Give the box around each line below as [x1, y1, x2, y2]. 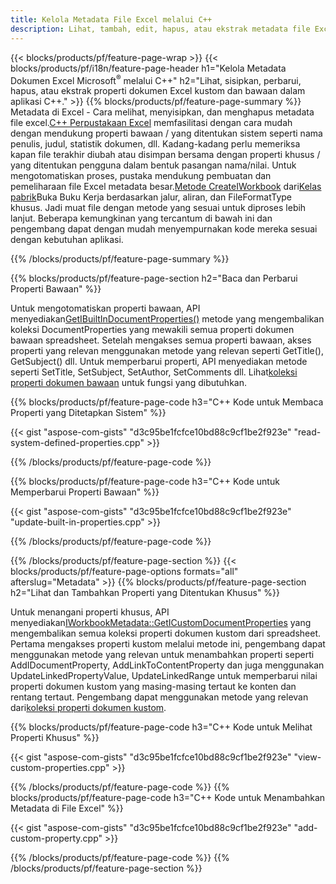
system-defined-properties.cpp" [10, 437, 145, 449]
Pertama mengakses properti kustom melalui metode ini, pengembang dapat [10, 638, 326, 650]
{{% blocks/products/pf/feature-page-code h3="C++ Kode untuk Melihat [10, 721, 313, 733]
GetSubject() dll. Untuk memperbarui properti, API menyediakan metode [10, 356, 308, 368]
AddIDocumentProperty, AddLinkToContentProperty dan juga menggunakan [10, 659, 325, 671]
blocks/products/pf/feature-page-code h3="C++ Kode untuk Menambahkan [10, 792, 326, 804]
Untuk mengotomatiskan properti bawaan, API [10, 302, 201, 315]
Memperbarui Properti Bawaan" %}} [10, 486, 160, 498]
